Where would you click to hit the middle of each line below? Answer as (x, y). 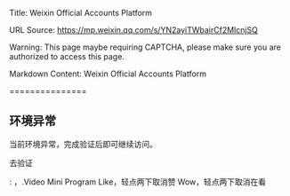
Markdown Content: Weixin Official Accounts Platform (108, 74)
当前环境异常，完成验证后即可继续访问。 (83, 144)
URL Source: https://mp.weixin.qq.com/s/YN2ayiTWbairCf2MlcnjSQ (133, 30)
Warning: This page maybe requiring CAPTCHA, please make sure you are (145, 47)
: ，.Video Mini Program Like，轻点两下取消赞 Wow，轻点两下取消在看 (138, 182)
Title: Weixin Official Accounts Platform (81, 13)
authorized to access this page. (67, 56)
